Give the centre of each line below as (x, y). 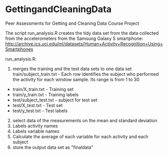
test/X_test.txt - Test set (38, 105)
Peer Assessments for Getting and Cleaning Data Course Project (72, 23)
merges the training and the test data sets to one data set (72, 69)
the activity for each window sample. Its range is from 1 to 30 (76, 79)
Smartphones (19, 49)
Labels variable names (36, 131)
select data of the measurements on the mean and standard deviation (85, 120)
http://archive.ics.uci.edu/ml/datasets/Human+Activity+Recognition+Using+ (84, 43)
